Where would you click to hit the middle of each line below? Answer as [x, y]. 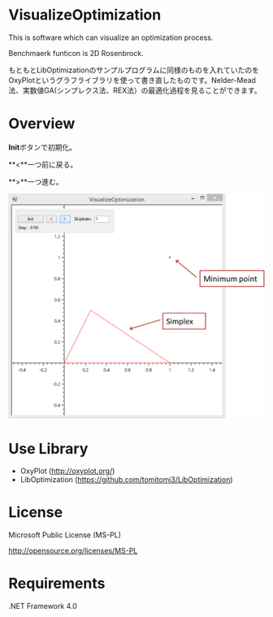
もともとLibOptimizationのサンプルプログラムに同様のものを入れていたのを [134, 70]
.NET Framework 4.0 [43, 606]
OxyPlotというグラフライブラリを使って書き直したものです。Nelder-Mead [132, 80]
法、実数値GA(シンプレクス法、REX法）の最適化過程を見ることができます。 [135, 90]
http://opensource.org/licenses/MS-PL [73, 551]
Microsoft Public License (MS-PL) [65, 535]
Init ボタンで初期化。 [43, 147]
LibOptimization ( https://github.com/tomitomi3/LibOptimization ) [126, 480]
